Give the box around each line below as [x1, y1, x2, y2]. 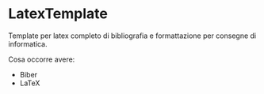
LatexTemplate [8, 5, 109, 23]
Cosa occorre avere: [8, 55, 75, 64]
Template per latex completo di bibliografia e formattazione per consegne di [8, 31, 256, 40]
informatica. [8, 39, 48, 48]
